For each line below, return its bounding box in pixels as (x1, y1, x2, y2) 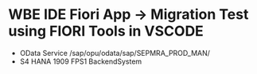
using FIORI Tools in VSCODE (8, 22, 204, 40)
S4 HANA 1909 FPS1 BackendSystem (19, 57, 142, 66)
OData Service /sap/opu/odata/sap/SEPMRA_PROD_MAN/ (19, 48, 211, 57)
